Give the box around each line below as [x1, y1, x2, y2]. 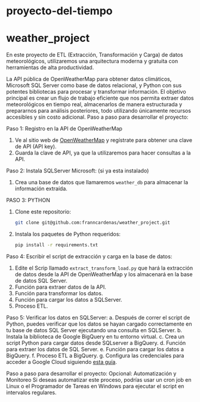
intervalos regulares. [6, 389, 57, 396]
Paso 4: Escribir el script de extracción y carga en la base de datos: [6, 252, 173, 260]
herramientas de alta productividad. [6, 64, 94, 71]
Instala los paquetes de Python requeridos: [14, 231, 121, 237]
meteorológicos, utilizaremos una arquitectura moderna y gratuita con [6, 58, 179, 65]
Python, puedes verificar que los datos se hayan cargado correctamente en [6, 320, 192, 327]
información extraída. [14, 185, 67, 192]
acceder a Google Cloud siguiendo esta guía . [6, 358, 118, 365]
